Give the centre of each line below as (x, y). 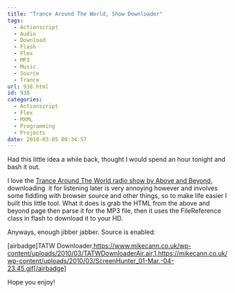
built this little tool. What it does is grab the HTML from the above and (109, 204)
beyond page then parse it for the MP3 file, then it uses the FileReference (114, 211)
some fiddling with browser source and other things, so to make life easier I (117, 196)
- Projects (30, 133)
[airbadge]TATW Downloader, (51, 246)
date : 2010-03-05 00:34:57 (47, 139)
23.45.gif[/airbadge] (37, 269)
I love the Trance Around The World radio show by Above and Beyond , (110, 181)
